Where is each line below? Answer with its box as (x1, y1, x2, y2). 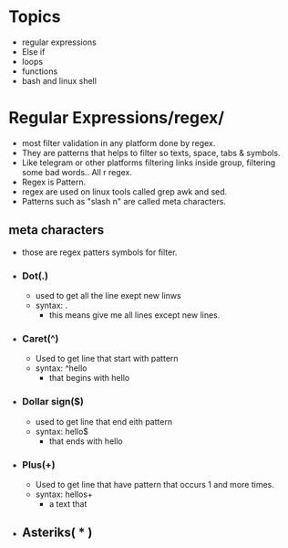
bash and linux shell (21, 75, 98, 86)
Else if (21, 46, 46, 57)
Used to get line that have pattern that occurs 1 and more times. (35, 479, 274, 490)
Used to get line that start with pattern (35, 353, 179, 364)
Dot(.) (21, 269, 49, 282)
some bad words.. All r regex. (21, 166, 133, 177)
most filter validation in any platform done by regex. (21, 137, 216, 148)
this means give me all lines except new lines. (48, 309, 221, 321)
